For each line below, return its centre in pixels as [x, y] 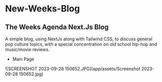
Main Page [23, 59]
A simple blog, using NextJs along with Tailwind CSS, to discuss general [79, 39]
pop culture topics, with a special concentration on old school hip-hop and [81, 44]
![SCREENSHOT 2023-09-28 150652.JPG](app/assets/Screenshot [73, 69]
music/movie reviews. [27, 49]
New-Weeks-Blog [43, 9]
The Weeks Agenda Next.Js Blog [57, 27]
